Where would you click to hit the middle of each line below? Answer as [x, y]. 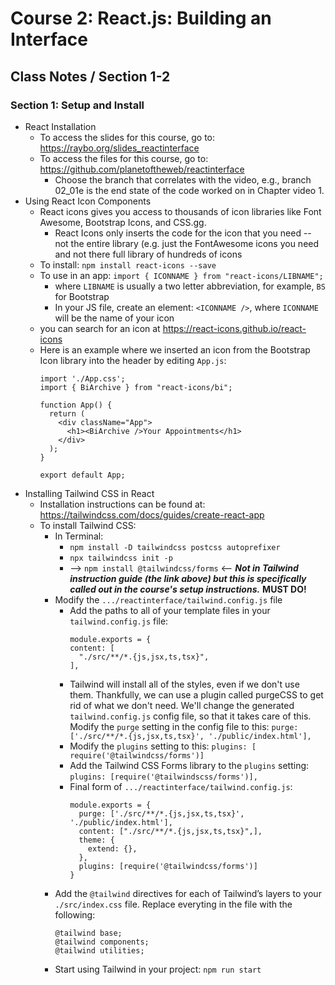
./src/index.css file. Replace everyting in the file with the [173, 904]
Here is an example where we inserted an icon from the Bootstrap [175, 349]
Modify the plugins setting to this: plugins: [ [163, 746]
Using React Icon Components [88, 201]
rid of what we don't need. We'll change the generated [182, 705]
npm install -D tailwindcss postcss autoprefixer [175, 547]
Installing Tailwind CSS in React [89, 493]
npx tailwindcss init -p [121, 558]
